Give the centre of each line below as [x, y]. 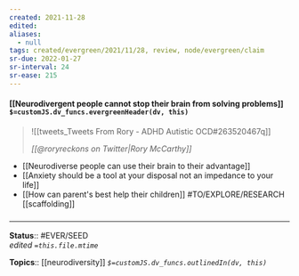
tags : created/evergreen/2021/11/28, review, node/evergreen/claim [137, 51]
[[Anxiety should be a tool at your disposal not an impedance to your [148, 175]
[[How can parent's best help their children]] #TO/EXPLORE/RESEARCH [153, 194]
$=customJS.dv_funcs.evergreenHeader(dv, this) [99, 112]
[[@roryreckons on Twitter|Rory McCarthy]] [111, 149]
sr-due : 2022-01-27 [45, 59]
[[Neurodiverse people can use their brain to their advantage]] [136, 166]
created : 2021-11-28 [48, 17]
